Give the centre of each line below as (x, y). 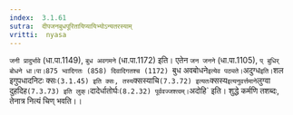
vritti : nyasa (38, 34)
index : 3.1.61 (38, 18)
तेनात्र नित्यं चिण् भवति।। (46, 101)
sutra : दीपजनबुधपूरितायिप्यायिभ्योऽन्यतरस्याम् (71, 26)
